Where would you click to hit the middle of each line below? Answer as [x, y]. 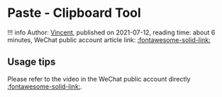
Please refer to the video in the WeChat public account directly [99, 79]
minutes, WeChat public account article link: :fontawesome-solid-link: [109, 39]
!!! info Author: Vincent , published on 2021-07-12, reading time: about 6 [111, 32]
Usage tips [32, 62]
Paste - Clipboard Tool [74, 13]
